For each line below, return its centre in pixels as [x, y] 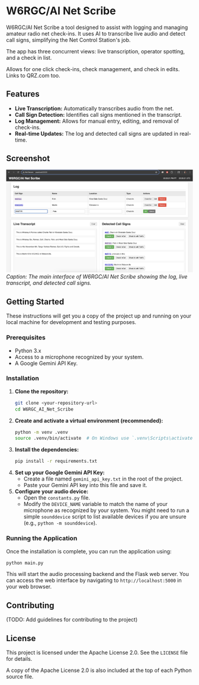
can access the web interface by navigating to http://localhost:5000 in [94, 580]
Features [23, 94]
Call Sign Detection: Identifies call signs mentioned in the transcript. [98, 114]
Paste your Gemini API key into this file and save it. [85, 485]
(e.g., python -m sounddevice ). [60, 523]
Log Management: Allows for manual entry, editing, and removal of [97, 121]
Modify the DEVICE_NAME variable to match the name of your [95, 504]
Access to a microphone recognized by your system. [79, 357]
